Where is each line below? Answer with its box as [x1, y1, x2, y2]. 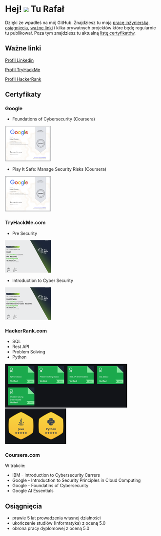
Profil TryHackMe [5, 67, 40, 72]
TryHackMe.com [5, 219, 46, 226]
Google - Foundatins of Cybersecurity [12, 483, 89, 489]
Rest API [12, 344, 30, 350]
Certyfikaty [5, 91, 41, 99]
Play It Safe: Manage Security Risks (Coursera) [12, 166, 106, 172]
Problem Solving [12, 349, 45, 355]
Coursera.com [5, 452, 40, 459]
